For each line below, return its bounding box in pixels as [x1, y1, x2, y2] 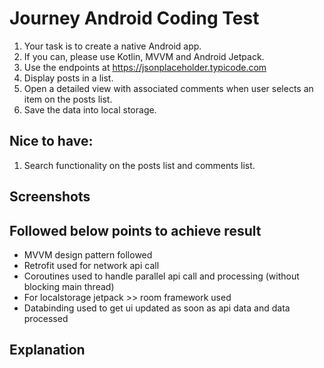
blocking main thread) [23, 280, 115, 292]
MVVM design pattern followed [23, 248, 153, 261]
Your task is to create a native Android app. [23, 40, 202, 52]
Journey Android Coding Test [9, 7, 260, 30]
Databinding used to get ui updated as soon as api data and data [23, 302, 291, 314]
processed [23, 312, 69, 324]
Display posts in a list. [23, 72, 114, 84]
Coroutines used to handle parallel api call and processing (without [23, 270, 300, 282]
